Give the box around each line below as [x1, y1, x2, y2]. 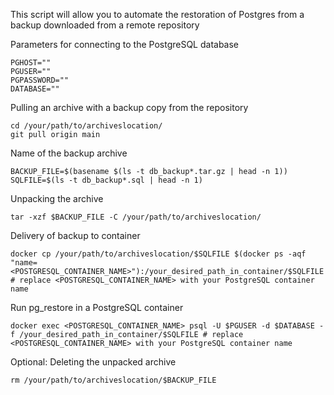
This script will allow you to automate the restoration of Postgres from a [10, 9, 305, 20]
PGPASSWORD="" [10, 75, 70, 85]
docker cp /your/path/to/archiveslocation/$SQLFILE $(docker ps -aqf [10, 249, 307, 259]
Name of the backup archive [10, 147, 128, 159]
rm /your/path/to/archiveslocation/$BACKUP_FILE [10, 375, 217, 385]
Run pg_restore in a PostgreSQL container [10, 302, 184, 313]
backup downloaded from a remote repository [10, 19, 200, 31]
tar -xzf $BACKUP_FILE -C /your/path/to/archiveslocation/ [10, 212, 262, 222]
